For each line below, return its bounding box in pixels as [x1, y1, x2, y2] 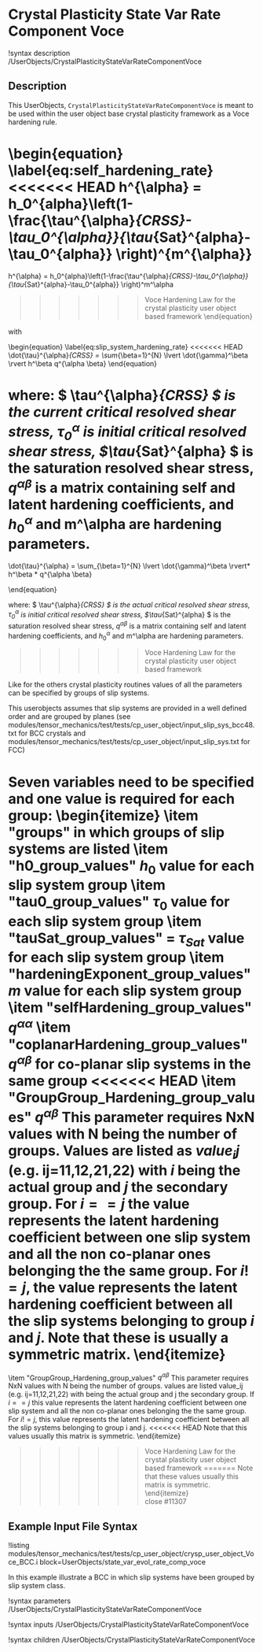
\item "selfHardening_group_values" [8, 998, 253, 1017]
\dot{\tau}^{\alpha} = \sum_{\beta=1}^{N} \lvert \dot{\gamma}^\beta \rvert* [8, 561, 251, 570]
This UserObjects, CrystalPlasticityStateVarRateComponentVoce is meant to [8, 100, 254, 109]
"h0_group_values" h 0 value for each [8, 857, 255, 877]
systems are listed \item [8, 840, 169, 857]
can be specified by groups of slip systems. [8, 688, 150, 698]
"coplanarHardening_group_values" [8, 1035, 249, 1053]
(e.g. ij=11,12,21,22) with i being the [8, 1161, 241, 1179]
